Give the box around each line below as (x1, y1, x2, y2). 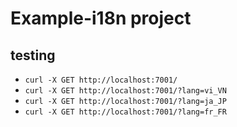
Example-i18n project (10, 7, 192, 30)
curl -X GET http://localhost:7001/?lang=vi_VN (24, 86, 227, 96)
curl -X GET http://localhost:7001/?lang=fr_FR (24, 107, 227, 117)
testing (10, 47, 56, 64)
